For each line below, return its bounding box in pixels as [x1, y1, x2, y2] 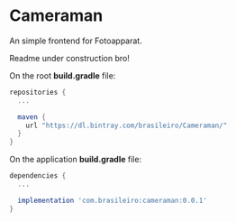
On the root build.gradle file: [9, 69, 116, 81]
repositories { [9, 88, 67, 97]
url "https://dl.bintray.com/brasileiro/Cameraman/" [25, 121, 228, 130]
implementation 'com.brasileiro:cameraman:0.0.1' [17, 196, 207, 205]
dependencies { [9, 171, 67, 180]
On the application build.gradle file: [9, 154, 142, 165]
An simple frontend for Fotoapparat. [9, 35, 142, 46]
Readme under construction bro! [9, 52, 131, 63]
